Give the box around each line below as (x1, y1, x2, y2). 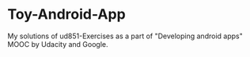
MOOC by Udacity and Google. (7, 39, 108, 48)
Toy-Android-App (7, 5, 126, 23)
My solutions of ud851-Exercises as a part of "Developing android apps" (7, 31, 243, 41)
